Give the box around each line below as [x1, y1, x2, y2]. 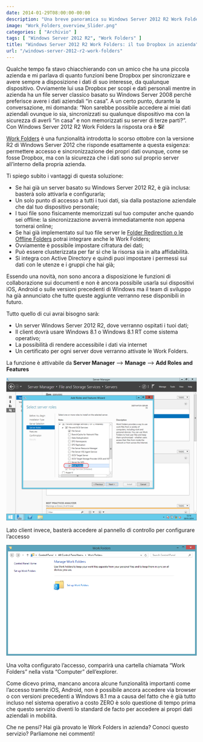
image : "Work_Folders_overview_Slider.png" [6, 22, 118, 28]
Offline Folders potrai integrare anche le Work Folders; [14, 235, 151, 242]
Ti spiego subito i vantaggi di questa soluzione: [6, 172, 124, 179]
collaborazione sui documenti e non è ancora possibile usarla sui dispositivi [6, 279, 195, 286]
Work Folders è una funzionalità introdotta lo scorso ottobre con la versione [6, 135, 195, 142]
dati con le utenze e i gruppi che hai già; [14, 260, 115, 268]
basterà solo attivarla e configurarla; [14, 190, 106, 198]
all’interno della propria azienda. [6, 160, 86, 167]
